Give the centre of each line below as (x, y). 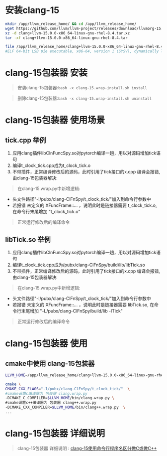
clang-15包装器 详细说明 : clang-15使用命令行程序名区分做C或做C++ (87, 448)
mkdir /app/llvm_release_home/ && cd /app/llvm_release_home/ (71, 24)
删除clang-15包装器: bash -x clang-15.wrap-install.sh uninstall (84, 98)
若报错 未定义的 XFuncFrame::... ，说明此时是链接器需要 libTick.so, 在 (83, 304)
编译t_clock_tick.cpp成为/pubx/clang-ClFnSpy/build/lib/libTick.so (79, 265)
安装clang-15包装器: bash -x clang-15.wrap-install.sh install (82, 88)
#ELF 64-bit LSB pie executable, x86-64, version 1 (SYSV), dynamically (82, 51)
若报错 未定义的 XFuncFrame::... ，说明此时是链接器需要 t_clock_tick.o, (84, 205)
